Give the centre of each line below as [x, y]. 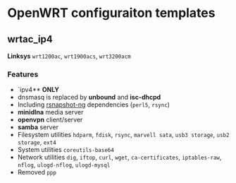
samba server [38, 127]
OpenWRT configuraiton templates [111, 13]
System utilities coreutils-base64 [66, 150]
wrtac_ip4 [30, 39]
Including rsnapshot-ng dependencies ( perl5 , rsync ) [94, 105]
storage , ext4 [37, 142]
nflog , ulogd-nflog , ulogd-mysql [64, 165]
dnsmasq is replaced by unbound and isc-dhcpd [89, 98]
